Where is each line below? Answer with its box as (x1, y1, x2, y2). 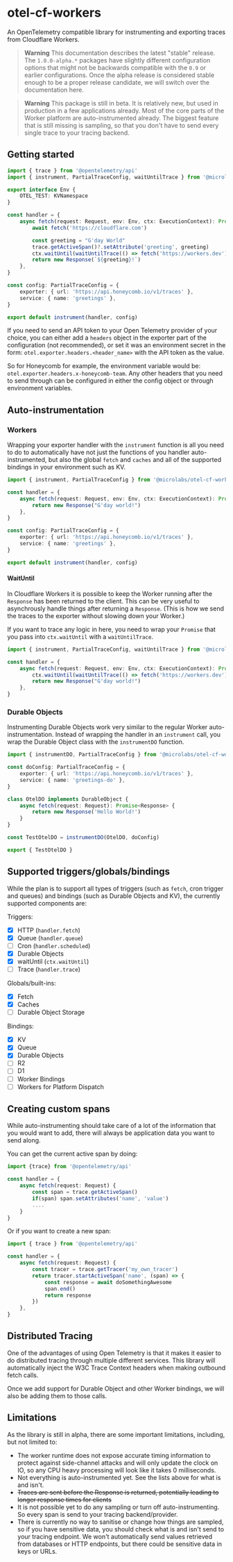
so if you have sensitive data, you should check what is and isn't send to (17, 1524, 224, 1533)
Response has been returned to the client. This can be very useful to (7, 597, 200, 605)
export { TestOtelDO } (7, 846, 73, 854)
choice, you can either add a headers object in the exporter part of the (7, 333, 207, 342)
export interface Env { (7, 186, 76, 193)
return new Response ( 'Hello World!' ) (32, 808, 141, 815)
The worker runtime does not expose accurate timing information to (17, 1451, 211, 1459)
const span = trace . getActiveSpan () (32, 1189, 138, 1196)
